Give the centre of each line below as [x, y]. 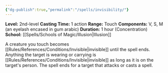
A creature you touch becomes [37, 44]
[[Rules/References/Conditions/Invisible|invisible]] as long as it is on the [79, 60]
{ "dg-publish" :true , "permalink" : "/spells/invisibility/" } [67, 10]
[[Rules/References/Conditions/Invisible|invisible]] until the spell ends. [78, 49]
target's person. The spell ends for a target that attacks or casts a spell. [79, 65]
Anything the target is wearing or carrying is [51, 55]
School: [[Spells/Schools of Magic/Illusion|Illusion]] [58, 34]
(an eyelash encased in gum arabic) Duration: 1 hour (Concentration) [76, 29]
